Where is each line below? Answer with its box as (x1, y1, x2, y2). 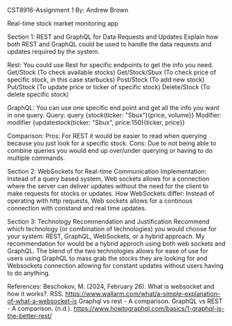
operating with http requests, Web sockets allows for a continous (7, 197, 193, 205)
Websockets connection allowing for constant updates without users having (7, 262, 224, 269)
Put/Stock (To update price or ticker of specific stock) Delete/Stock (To (7, 83, 211, 91)
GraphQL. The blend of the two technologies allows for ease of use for (7, 247, 209, 255)
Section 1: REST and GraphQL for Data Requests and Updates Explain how (7, 33, 219, 41)
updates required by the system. (7, 48, 100, 55)
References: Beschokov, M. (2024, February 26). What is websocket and (7, 282, 215, 290)
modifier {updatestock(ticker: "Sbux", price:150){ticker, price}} (7, 118, 186, 127)
